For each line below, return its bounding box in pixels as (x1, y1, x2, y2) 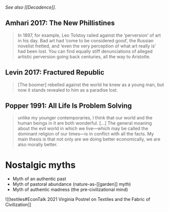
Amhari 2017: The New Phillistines (5, 19, 115, 27)
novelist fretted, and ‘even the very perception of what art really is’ (17, 43, 156, 49)
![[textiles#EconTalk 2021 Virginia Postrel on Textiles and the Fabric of (5, 196, 150, 202)
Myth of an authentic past (12, 176, 67, 182)
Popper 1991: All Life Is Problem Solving (5, 102, 132, 110)
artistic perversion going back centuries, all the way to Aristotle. (17, 53, 151, 59)
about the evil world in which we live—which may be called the (17, 125, 148, 131)
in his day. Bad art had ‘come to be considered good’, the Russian (17, 37, 154, 43)
